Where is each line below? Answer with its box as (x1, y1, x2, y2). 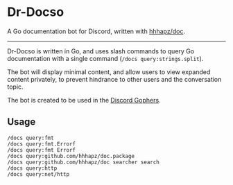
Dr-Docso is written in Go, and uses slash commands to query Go (7, 46, 195, 55)
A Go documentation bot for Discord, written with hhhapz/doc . (7, 27, 186, 35)
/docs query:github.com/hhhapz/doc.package (7, 152, 135, 159)
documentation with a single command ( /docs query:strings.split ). (7, 54, 204, 62)
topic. (7, 82, 24, 91)
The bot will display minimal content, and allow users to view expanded (7, 67, 211, 76)
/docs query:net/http (7, 170, 70, 177)
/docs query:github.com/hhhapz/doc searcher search (7, 159, 159, 166)
